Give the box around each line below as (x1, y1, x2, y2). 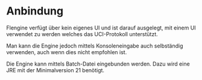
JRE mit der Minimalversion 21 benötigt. (6, 66, 104, 73)
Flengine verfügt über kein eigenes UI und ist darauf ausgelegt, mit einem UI (6, 24, 196, 31)
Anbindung (6, 4, 64, 18)
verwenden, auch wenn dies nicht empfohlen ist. (6, 48, 127, 55)
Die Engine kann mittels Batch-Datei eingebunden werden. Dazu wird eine (6, 60, 190, 67)
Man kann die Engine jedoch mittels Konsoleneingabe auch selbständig (6, 42, 183, 49)
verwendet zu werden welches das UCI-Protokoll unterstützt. (6, 30, 158, 37)
